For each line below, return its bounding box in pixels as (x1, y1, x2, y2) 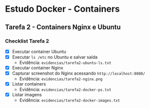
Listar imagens (12, 92, 42, 98)
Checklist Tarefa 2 (5, 38, 50, 44)
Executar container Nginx (12, 65, 63, 70)
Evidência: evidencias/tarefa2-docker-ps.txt (19, 86, 112, 92)
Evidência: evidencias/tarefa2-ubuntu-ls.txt (19, 60, 112, 65)
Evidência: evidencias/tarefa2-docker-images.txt (19, 97, 120, 103)
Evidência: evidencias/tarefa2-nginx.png (19, 76, 103, 82)
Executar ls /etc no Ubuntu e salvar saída (12, 54, 98, 60)
